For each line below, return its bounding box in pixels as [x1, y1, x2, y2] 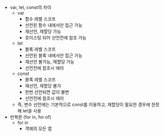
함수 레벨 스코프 [24, 16, 56, 21]
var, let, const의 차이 [9, 4, 51, 10]
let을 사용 [22, 108, 41, 113]
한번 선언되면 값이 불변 [24, 89, 69, 95]
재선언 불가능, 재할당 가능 [24, 59, 74, 64]
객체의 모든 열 [24, 125, 52, 131]
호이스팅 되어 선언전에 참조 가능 [24, 34, 86, 40]
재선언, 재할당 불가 [24, 83, 61, 88]
